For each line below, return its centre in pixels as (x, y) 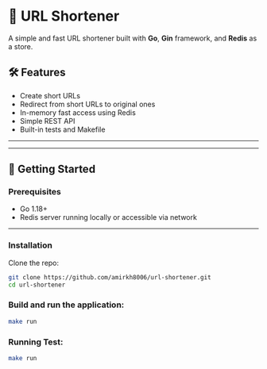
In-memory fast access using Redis (78, 112)
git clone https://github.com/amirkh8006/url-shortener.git (110, 277)
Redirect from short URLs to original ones (87, 104)
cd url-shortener (37, 285)
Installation (31, 245)
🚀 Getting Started (52, 169)
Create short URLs (50, 95)
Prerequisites (35, 192)
